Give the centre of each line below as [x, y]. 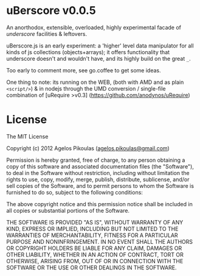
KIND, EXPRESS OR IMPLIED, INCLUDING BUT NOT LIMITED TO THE [92, 229]
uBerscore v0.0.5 [51, 11]
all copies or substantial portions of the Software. [68, 210]
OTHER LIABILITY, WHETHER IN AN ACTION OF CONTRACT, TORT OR [95, 254]
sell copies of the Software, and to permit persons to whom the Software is [100, 185]
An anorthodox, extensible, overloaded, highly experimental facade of [94, 27]
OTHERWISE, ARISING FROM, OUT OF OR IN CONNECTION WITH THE [95, 261]
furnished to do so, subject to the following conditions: [74, 192]
